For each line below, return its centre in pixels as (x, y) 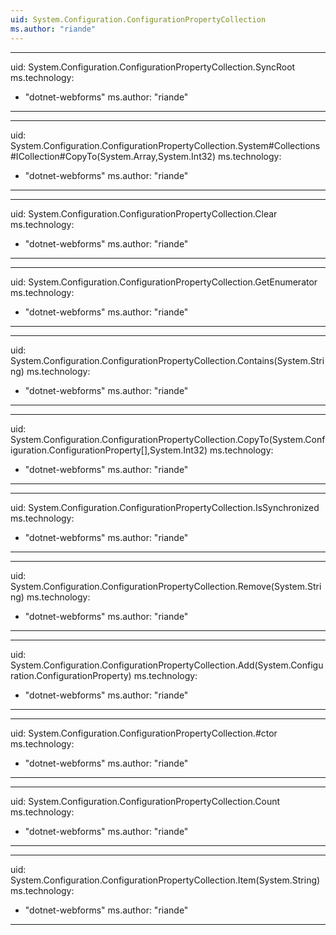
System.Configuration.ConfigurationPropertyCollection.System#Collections (165, 145)
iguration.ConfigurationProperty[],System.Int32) (109, 450)
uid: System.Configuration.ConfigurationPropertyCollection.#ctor (144, 733)
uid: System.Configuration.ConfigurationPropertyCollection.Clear (144, 213)
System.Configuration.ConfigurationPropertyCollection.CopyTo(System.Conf (168, 439)
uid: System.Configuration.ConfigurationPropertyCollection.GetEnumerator (164, 282)
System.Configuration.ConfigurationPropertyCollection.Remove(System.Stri (166, 586)
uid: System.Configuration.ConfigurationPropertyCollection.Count (145, 801)
